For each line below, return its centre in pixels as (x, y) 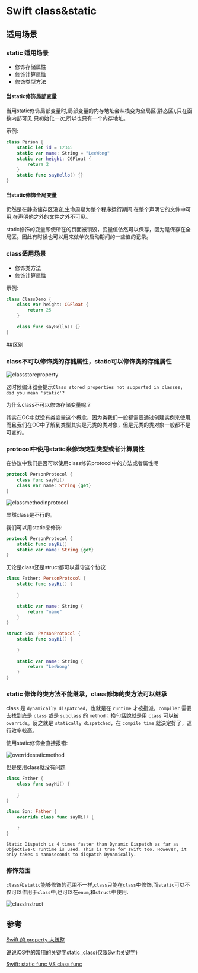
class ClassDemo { (29, 299)
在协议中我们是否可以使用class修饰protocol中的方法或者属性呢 (82, 463)
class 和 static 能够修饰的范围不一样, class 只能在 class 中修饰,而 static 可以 (95, 885)
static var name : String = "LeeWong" (63, 153)
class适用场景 (26, 254)
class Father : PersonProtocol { (46, 579)
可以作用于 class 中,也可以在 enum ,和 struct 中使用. (70, 892)
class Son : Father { (32, 811)
